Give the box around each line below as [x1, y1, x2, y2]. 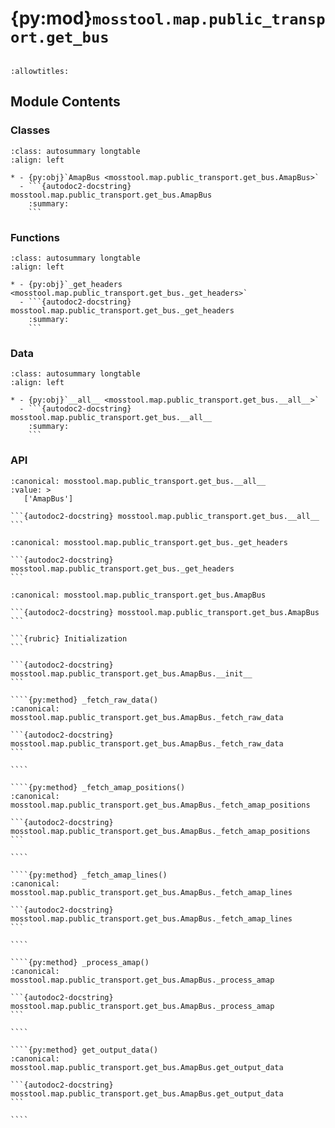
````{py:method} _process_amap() [10, 957, 150, 967]
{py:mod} [10, 7, 93, 30]
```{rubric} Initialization [10, 633, 128, 644]
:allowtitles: [10, 66, 70, 76]
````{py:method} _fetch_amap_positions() [10, 782, 186, 792]
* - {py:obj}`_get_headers [10, 279, 123, 289]
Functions [10, 230, 60, 244]
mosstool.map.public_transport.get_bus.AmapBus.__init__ [10, 668, 253, 679]
